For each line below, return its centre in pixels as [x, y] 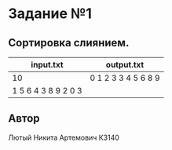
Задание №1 [50, 14]
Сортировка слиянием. [69, 43]
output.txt [125, 65]
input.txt [48, 65]
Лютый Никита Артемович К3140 [64, 137]
